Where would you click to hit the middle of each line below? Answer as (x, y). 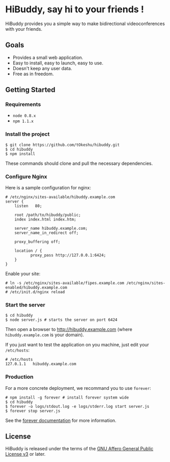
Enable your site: (23, 274)
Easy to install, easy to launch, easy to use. (58, 63)
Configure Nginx (26, 177)
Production (19, 377)
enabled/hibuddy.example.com (36, 288)
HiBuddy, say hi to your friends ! (75, 9)
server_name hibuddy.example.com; (51, 229)
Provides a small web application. (48, 57)
